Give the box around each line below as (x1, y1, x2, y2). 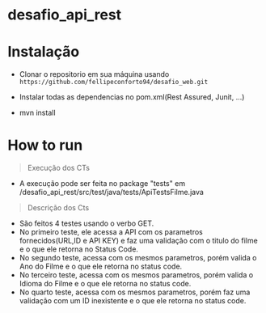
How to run (7, 136, 83, 154)
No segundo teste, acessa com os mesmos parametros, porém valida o (19, 253, 257, 263)
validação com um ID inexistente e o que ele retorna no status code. (19, 296, 247, 306)
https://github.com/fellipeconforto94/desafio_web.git (19, 78, 209, 87)
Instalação (7, 43, 80, 61)
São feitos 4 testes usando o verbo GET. (19, 218, 154, 228)
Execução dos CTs (27, 163, 91, 173)
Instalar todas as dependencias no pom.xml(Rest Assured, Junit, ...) (19, 92, 245, 102)
